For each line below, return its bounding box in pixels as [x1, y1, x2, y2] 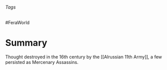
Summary [5, 37, 47, 49]
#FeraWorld [5, 20, 30, 26]
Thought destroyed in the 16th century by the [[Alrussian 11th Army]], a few [5, 54, 162, 60]
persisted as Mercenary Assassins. [5, 59, 79, 65]
